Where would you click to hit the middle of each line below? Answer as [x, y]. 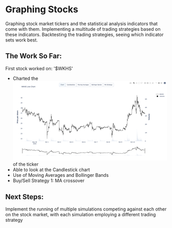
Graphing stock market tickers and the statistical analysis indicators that [82, 24]
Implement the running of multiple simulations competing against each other [86, 209]
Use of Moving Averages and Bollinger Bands [61, 175]
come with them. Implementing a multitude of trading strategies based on [83, 29]
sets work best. [22, 40]
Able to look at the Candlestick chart [51, 170]
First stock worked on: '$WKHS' [39, 68]
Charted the [25, 78]
